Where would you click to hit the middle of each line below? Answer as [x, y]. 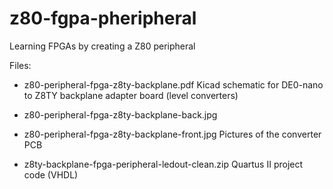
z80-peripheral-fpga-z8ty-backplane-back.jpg [120, 114]
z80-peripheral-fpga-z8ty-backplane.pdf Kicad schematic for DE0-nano [173, 84]
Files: [20, 65]
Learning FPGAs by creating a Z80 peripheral [102, 46]
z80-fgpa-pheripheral [103, 18]
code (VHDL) [51, 174]
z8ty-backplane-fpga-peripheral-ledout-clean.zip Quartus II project [163, 164]
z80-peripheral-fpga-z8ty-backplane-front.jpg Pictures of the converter [172, 134]
